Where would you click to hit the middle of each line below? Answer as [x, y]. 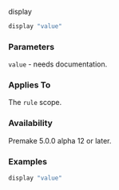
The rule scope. [35, 103]
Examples [28, 161]
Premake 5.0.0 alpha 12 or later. [60, 140]
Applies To [30, 85]
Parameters [31, 46]
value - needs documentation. [58, 64]
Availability [31, 123]
